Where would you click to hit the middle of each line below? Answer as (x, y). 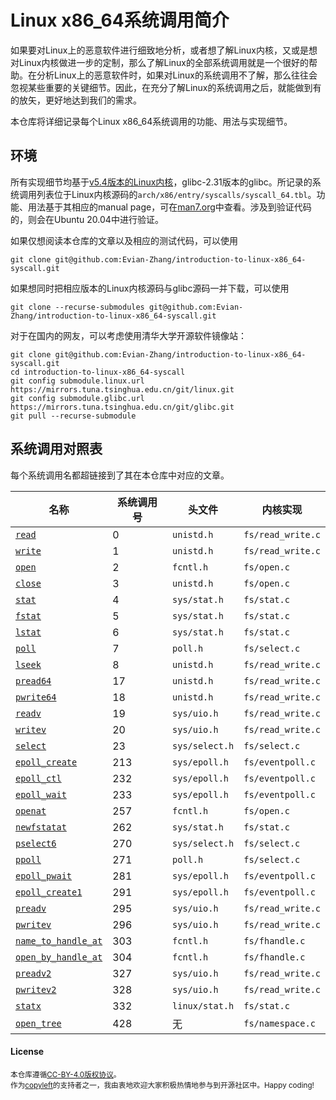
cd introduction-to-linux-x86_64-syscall (98, 372)
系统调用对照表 (56, 449)
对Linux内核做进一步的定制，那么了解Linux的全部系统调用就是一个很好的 (159, 62)
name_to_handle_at (59, 940)
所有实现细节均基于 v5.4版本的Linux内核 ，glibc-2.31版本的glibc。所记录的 (161, 182)
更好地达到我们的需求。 (93, 100)
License (27, 1052)
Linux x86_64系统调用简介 (120, 20)
